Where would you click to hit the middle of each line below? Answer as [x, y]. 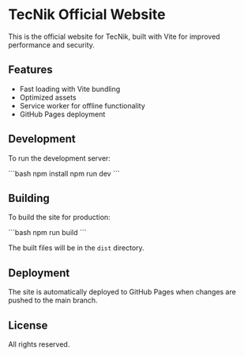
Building [29, 198]
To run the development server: [59, 158]
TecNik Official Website [87, 15]
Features [30, 70]
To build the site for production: [59, 217]
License [28, 325]
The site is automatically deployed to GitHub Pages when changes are [122, 292]
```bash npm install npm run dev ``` [64, 173]
